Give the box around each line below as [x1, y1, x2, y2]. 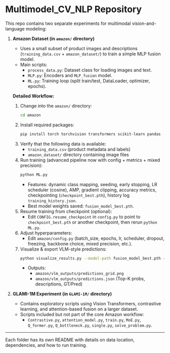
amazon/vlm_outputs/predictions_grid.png [35, 271, 124, 276]
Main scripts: [20, 61, 48, 67]
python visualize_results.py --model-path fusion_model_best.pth [20, 256, 161, 261]
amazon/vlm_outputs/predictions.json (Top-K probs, [35, 275, 145, 282]
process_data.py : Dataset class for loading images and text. [27, 67, 152, 73]
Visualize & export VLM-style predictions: [20, 246, 107, 252]
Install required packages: [20, 122, 74, 128]
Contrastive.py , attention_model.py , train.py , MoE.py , [27, 317, 141, 323]
